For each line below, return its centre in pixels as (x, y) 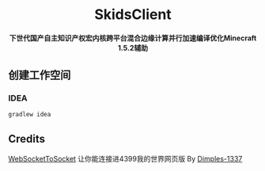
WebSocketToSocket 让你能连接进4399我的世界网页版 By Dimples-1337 (125, 159)
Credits (27, 139)
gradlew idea (30, 115)
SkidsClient (133, 15)
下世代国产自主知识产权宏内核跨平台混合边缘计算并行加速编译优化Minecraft (133, 38)
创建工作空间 (40, 76)
